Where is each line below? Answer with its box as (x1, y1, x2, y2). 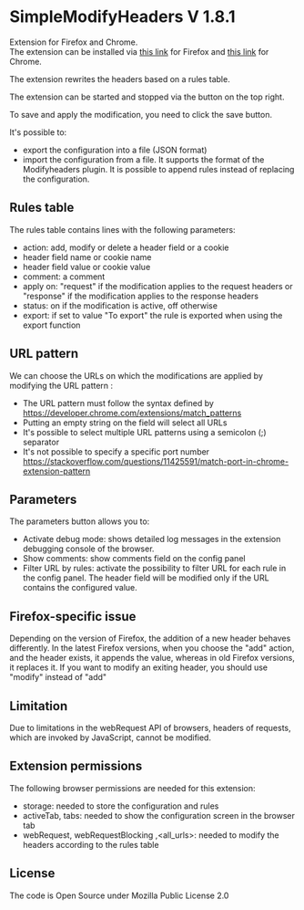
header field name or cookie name (22, 251, 152, 262)
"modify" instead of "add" (9, 672, 107, 683)
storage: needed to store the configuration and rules (22, 800, 219, 811)
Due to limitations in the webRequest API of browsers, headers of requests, (9, 723, 291, 733)
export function (22, 319, 81, 330)
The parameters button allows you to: (9, 516, 150, 527)
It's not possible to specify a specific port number (22, 445, 210, 457)
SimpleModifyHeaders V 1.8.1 (9, 6, 236, 27)
